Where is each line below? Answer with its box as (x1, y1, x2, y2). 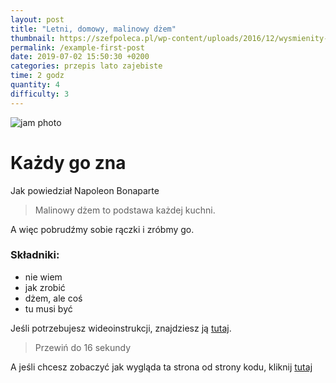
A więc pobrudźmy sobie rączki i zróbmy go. (10, 223, 195, 235)
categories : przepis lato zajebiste (10, 61, 163, 71)
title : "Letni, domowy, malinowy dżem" (10, 24, 177, 34)
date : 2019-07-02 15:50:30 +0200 (10, 52, 150, 62)
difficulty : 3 (10, 89, 70, 99)
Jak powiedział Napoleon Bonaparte (10, 184, 160, 196)
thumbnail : (10, 33, 56, 43)
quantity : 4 (10, 80, 60, 90)
